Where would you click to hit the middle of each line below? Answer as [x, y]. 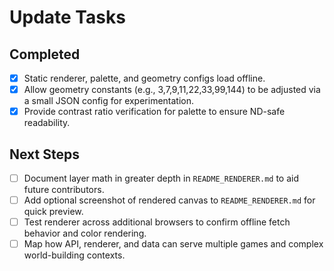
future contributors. [64, 190]
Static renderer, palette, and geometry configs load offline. [144, 78]
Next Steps [44, 154]
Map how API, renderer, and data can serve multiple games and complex [173, 244]
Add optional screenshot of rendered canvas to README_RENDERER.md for [169, 200]
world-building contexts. [74, 255]
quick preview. [53, 212]
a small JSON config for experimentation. [109, 101]
